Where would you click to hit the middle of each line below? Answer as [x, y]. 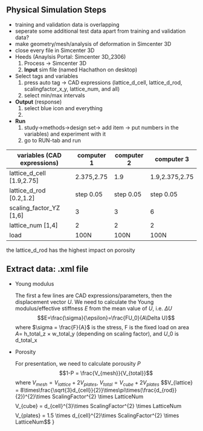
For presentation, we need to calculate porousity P [78, 363]
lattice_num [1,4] [34, 225]
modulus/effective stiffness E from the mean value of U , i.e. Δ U [93, 308]
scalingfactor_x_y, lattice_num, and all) [72, 89]
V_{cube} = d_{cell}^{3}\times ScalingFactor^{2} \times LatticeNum [98, 406]
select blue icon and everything [63, 108]
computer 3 [172, 159]
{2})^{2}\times [33, 396]
